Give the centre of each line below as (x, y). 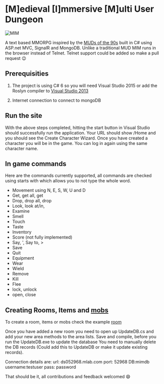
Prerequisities (27, 74)
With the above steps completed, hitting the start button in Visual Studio (78, 127)
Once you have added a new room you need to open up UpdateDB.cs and (80, 331)
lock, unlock (24, 289)
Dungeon (24, 19)
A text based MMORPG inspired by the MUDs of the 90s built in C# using (79, 42)
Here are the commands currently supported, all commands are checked (78, 176)
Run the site (24, 116)
